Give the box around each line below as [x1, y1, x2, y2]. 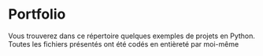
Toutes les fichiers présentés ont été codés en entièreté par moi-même [8, 39, 239, 48]
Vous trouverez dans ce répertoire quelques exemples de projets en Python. [8, 31, 256, 40]
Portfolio [8, 5, 66, 23]
